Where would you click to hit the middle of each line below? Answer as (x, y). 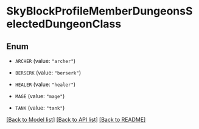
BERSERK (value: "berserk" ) (48, 73)
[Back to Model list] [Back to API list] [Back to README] (76, 120)
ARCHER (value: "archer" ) (45, 61)
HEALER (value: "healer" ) (45, 84)
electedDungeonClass (64, 24)
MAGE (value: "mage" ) (40, 96)
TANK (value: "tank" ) (40, 108)
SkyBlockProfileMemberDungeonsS (100, 11)
